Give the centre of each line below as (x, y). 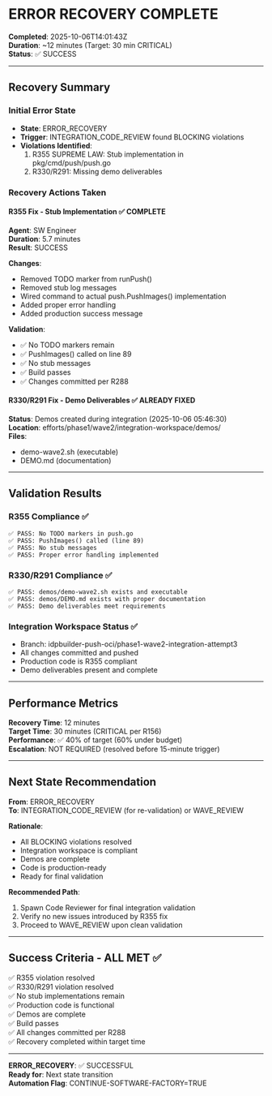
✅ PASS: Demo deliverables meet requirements (87, 606)
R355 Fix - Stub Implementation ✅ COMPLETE (87, 212)
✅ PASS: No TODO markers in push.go (71, 533)
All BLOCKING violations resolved (76, 841)
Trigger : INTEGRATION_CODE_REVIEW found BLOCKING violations (132, 137)
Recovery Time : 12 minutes (54, 723)
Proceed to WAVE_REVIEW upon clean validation (102, 925)
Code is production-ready (63, 867)
